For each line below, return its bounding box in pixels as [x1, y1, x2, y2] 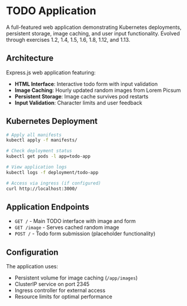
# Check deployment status [6, 148, 72, 154]
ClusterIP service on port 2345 [14, 281, 90, 288]
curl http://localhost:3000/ [6, 186, 78, 192]
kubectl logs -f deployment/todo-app [6, 169, 99, 175]
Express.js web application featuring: [6, 69, 96, 76]
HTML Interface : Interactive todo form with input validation [14, 80, 158, 87]
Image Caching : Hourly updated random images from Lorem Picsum [14, 87, 181, 94]
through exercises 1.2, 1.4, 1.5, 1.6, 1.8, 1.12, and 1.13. [6, 36, 131, 43]
